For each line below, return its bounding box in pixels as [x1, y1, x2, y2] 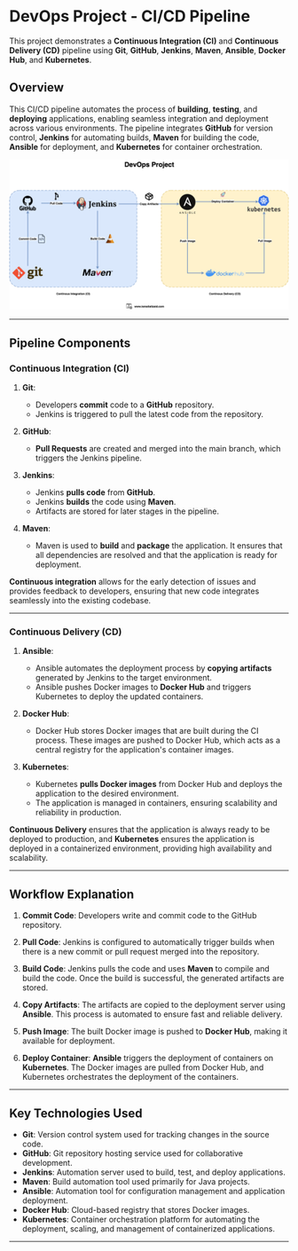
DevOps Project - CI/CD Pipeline [9, 6, 251, 27]
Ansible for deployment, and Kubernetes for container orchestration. [9, 141, 263, 152]
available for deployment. [21, 1035, 115, 1046]
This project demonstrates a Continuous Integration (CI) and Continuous [9, 35, 279, 46]
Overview [9, 80, 65, 95]
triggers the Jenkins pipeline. [35, 452, 142, 463]
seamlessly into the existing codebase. [9, 595, 152, 606]
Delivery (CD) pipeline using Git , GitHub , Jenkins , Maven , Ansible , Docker [9, 44, 286, 55]
